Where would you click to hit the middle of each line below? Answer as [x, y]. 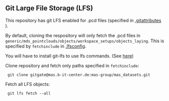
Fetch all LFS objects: [28, 84]
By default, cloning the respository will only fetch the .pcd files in [73, 35]
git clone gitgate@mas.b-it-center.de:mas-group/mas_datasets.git [79, 75]
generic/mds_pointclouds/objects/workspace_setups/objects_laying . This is [85, 41]
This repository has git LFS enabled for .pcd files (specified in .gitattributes [83, 20]
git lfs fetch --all [29, 93]
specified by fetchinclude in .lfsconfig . [46, 46]
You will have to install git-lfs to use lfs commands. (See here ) [70, 56]
